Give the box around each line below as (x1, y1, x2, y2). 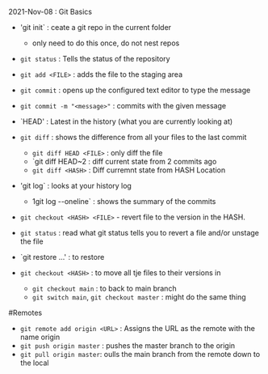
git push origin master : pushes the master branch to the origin (19, 341, 236, 351)
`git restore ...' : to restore (19, 253, 105, 261)
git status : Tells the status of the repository (19, 54, 171, 63)
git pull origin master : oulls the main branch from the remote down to (19, 350, 261, 359)
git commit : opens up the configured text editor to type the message (19, 85, 251, 95)
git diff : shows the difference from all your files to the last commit (19, 133, 247, 142)
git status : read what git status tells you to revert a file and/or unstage (19, 228, 260, 237)
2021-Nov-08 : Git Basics (8, 7, 93, 16)
